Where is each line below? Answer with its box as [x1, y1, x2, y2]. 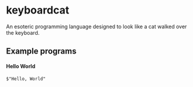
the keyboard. [6, 29, 40, 36]
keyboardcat [6, 4, 69, 17]
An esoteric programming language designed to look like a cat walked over [6, 23, 187, 30]
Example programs [6, 46, 77, 56]
